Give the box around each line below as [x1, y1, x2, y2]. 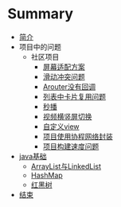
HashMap [30, 170, 63, 180]
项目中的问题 [18, 41, 61, 52]
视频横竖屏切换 [42, 111, 92, 121]
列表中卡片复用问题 [42, 92, 107, 101]
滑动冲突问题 [42, 72, 85, 81]
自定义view [42, 121, 80, 131]
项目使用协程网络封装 [42, 131, 113, 141]
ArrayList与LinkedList [30, 161, 101, 171]
